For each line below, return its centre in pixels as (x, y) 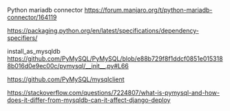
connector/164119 (32, 17)
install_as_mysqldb (34, 51)
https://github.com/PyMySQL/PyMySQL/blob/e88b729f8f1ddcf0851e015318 (115, 59)
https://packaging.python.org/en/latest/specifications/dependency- (103, 31)
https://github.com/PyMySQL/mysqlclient (66, 79)
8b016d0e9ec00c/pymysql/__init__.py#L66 (68, 66)
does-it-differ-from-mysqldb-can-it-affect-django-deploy (89, 100)
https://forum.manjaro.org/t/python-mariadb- (148, 10)
